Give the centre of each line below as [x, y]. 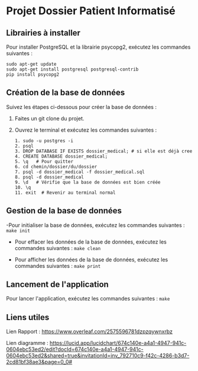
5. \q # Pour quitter [44, 161]
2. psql [24, 146]
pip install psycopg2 [33, 75]
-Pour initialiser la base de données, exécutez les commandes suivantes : [95, 225]
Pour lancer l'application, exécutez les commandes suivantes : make [88, 299]
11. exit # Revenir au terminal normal [65, 193]
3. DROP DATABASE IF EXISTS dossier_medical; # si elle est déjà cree [103, 151]
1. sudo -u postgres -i [44, 140]
